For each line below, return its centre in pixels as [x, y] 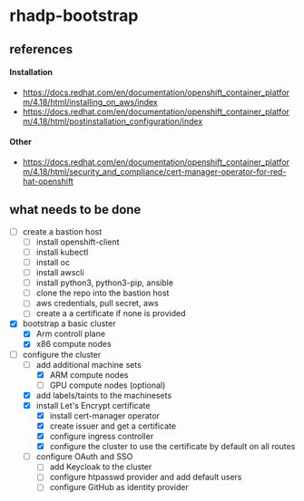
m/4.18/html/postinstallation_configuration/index [113, 121]
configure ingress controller [102, 437]
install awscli [60, 273]
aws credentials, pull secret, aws [97, 303]
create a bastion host [62, 231]
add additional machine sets [89, 364]
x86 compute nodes [74, 344]
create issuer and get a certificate [113, 426]
